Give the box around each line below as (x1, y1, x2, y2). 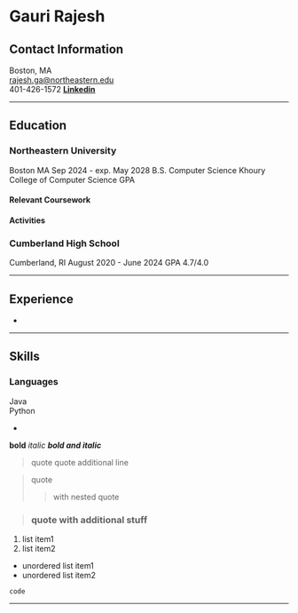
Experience (9, 291, 74, 306)
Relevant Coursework (9, 195, 91, 205)
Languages (9, 376, 59, 388)
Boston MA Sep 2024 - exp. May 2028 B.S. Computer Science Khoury (9, 164, 266, 175)
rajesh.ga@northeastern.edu (9, 75, 114, 85)
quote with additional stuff (30, 513, 148, 526)
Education (9, 118, 67, 133)
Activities (9, 215, 46, 226)
